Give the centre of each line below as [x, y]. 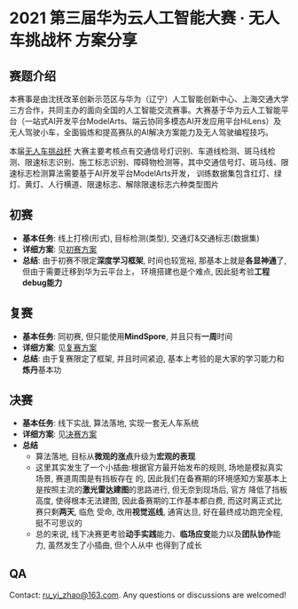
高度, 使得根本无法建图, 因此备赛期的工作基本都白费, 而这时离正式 [155, 501]
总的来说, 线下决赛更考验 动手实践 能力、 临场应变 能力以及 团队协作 [154, 534]
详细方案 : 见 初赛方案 [59, 249]
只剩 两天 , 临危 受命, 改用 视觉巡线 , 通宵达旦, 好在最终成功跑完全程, [163, 512]
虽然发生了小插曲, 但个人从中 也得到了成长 [125, 545]
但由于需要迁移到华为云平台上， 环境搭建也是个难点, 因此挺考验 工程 [146, 271]
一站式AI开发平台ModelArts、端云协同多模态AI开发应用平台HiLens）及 [153, 121]
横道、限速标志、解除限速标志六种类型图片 [141, 184]
